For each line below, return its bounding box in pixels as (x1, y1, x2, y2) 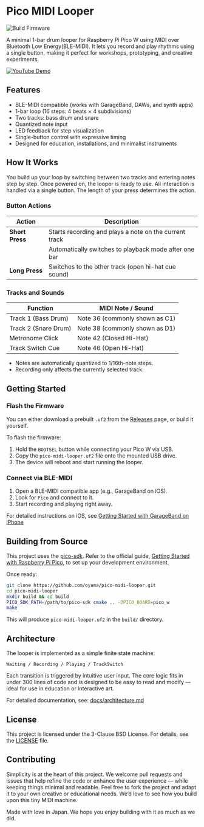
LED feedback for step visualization (15, 126, 104, 134)
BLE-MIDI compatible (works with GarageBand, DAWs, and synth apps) (15, 101, 193, 108)
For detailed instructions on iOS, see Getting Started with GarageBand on (6, 512, 189, 520)
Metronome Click (9, 334, 59, 343)
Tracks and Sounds (6, 288, 65, 297)
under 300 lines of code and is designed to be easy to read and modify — (6, 679, 191, 686)
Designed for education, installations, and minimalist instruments (15, 140, 177, 147)
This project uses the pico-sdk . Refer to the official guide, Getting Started (6, 552, 190, 560)
